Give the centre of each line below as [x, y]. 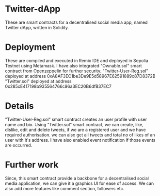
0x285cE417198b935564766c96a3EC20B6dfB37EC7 [58, 86]
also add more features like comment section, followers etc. [65, 188]
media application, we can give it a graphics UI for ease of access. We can [80, 183]
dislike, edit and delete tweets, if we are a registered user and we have [76, 130]
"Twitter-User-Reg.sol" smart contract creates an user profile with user [76, 119]
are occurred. [19, 145]
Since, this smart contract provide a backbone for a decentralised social [77, 178]
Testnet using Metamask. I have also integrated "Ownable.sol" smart [73, 65]
